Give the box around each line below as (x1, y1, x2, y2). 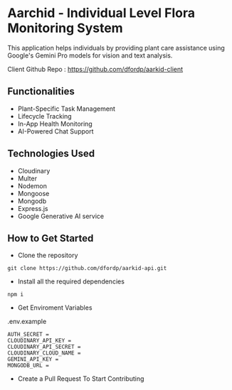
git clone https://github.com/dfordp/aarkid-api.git (7, 265, 167, 272)
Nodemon (17, 181, 48, 190)
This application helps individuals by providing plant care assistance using (7, 43, 226, 52)
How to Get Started (7, 232, 94, 244)
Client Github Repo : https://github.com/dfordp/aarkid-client (7, 65, 184, 73)
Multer (17, 174, 38, 183)
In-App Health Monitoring (17, 119, 93, 128)
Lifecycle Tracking (17, 112, 73, 120)
